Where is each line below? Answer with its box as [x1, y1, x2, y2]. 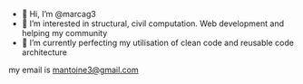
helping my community [21, 28, 108, 38]
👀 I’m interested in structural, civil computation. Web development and [21, 18, 285, 29]
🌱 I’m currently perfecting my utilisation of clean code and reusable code [21, 37, 294, 48]
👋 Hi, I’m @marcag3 [21, 9, 96, 19]
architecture [21, 47, 68, 58]
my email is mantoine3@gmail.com [8, 64, 140, 75]
